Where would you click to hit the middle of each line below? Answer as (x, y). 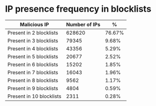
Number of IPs (83, 24)
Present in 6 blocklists (33, 64)
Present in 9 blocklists (33, 88)
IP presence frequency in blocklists (78, 9)
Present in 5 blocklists (33, 56)
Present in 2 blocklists (33, 33)
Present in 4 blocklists (33, 48)
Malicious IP (34, 24)
